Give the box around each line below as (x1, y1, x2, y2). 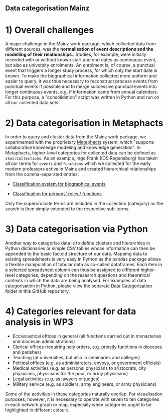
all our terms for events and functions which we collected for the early (5, 160, 151, 166)
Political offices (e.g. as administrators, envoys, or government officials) (12, 360, 161, 366)
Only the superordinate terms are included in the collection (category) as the (5, 201, 163, 207)
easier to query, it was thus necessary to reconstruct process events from (5, 78, 158, 85)
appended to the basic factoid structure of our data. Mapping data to (5, 251, 147, 257)
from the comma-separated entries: (5, 171, 79, 178)
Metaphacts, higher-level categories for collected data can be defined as (5, 150, 156, 156)
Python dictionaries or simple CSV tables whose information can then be (5, 245, 155, 252)
